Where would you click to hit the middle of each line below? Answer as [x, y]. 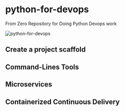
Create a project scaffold [45, 50]
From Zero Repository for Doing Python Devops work [61, 24]
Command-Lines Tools [42, 67]
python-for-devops [47, 9]
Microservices [29, 85]
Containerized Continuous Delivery [62, 102]
